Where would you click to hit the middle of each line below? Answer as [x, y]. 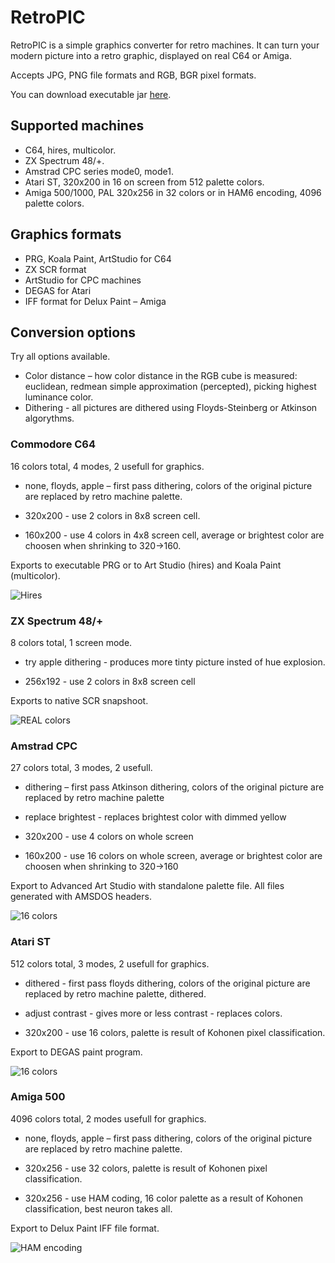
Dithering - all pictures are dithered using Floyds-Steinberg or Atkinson [171, 408]
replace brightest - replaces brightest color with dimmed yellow [155, 817]
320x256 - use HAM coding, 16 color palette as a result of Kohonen [163, 1198]
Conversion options [73, 332]
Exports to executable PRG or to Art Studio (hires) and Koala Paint [146, 565]
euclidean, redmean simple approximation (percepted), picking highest [170, 387]
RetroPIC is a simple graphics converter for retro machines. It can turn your [165, 45]
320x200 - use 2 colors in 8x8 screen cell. [112, 515]
